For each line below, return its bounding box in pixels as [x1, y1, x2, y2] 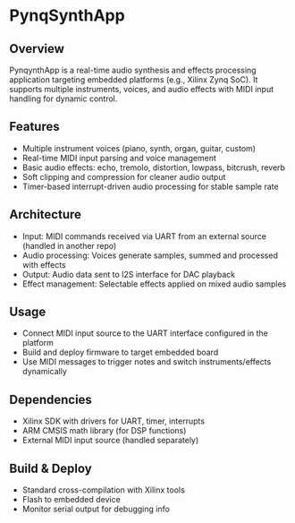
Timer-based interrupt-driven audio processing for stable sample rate [21, 181, 279, 192]
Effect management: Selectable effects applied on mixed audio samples [21, 279, 287, 289]
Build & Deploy [9, 460, 92, 476]
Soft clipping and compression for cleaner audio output [21, 171, 226, 182]
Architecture [9, 207, 82, 222]
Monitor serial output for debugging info [21, 503, 170, 515]
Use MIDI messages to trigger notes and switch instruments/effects [21, 356, 272, 367]
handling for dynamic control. [9, 93, 118, 104]
